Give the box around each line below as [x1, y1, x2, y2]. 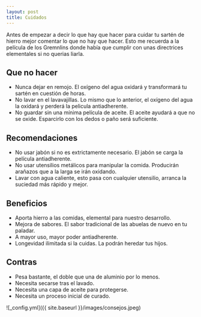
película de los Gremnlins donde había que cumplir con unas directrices [6, 43, 184, 51]
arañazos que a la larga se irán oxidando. [14, 168, 117, 175]
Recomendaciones [6, 133, 78, 143]
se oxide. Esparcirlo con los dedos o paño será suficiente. [14, 115, 158, 123]
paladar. [14, 227, 35, 234]
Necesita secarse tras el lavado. [14, 279, 95, 286]
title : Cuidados [6, 14, 47, 20]
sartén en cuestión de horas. [14, 90, 86, 97]
